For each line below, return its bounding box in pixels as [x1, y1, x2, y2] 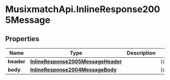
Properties [5, 34, 39, 43]
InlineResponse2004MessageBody [30, 66, 117, 73]
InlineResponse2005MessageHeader [30, 58, 122, 65]
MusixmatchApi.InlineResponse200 [5, 4, 160, 15]
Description [126, 50, 156, 56]
